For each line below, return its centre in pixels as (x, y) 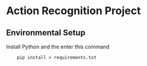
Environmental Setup (46, 33)
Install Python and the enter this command (58, 47)
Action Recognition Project (73, 11)
